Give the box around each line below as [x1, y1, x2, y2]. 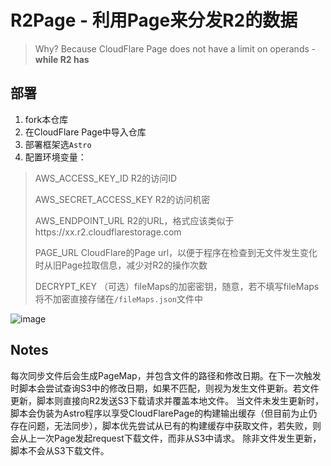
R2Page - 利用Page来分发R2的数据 [10, 9, 298, 32]
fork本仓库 [24, 113, 69, 125]
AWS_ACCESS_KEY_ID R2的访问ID [34, 172, 178, 184]
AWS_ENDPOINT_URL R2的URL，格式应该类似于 [34, 214, 235, 226]
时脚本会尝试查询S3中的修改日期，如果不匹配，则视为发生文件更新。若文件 [10, 382, 320, 394]
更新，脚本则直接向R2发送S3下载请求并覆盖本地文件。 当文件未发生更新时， [10, 394, 325, 406]
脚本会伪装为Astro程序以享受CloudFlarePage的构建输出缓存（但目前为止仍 [10, 407, 318, 419]
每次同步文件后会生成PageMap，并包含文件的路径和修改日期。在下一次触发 [10, 369, 322, 381]
